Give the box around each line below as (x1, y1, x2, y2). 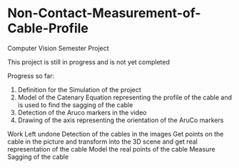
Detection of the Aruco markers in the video (17, 108, 147, 117)
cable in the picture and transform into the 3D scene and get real (7, 137, 198, 146)
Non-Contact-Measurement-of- (7, 5, 201, 21)
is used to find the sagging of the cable (17, 100, 133, 109)
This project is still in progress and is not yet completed (7, 57, 170, 66)
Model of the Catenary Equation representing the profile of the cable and (17, 93, 233, 102)
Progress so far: (7, 71, 55, 80)
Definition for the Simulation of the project (17, 85, 141, 94)
